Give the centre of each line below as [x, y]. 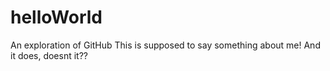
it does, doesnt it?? [49, 55]
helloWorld [56, 17]
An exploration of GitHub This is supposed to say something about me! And [165, 45]
